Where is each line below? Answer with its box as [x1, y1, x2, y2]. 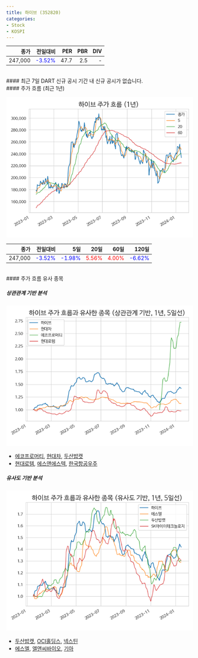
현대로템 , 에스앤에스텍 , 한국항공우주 [14, 459, 98, 467]
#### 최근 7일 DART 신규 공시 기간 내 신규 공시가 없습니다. [6, 77, 143, 84]
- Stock [6, 22, 25, 28]
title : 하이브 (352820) [6, 10, 61, 15]
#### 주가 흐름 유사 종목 [6, 275, 64, 282]
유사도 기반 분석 [6, 474, 43, 481]
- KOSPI [6, 29, 25, 34]
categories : [6, 15, 36, 22]
